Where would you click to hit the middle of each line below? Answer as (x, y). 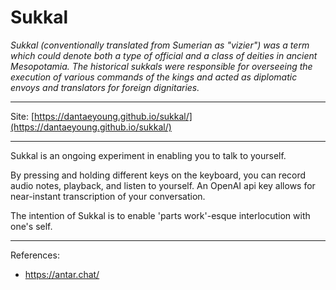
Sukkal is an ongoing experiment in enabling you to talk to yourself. (148, 155)
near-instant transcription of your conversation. (108, 196)
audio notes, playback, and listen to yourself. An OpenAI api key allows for (163, 185)
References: (35, 255)
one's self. (31, 226)
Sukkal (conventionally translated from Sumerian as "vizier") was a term (160, 45)
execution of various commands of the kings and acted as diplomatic (154, 77)
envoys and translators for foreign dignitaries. (105, 87)
